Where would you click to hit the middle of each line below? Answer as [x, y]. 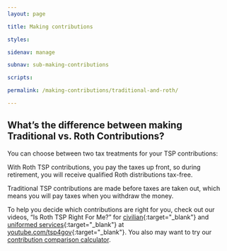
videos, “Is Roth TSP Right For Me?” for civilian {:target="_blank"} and [108, 217]
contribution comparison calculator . [59, 239]
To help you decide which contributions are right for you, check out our [111, 209]
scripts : [20, 78]
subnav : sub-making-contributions [58, 65]
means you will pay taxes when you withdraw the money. [91, 196]
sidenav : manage [31, 52]
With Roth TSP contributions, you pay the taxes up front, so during [104, 167]
